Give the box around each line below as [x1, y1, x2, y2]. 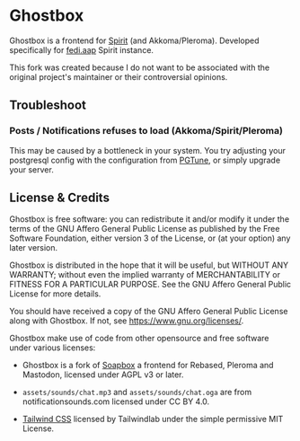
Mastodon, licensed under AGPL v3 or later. [22, 369, 184, 380]
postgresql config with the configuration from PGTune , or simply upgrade [9, 154, 281, 165]
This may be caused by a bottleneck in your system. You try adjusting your [9, 145, 286, 155]
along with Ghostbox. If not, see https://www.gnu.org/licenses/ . [9, 315, 244, 326]
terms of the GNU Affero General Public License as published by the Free [9, 224, 280, 234]
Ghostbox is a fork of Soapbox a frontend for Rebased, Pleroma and [22, 360, 274, 371]
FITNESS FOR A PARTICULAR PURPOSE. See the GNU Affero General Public [9, 279, 292, 290]
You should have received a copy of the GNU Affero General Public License [9, 306, 288, 317]
